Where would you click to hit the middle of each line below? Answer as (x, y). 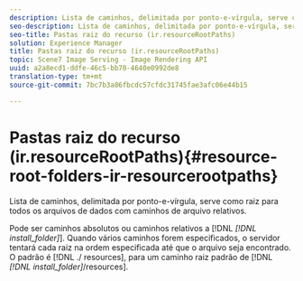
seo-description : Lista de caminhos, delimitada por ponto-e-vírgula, (145, 26)
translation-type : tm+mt (56, 77)
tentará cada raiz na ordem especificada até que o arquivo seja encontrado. (150, 247)
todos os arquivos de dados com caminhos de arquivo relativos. (128, 211)
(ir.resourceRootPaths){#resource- (143, 157)
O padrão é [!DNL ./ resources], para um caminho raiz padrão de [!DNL (141, 257)
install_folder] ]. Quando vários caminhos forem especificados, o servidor (145, 238)
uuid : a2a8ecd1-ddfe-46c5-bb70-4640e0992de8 (94, 69)
